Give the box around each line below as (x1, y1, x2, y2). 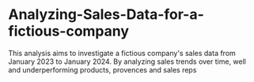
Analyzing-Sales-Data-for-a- (8, 6, 204, 24)
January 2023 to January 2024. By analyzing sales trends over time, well (8, 57, 247, 66)
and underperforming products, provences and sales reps (8, 65, 197, 74)
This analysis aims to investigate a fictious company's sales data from (8, 48, 236, 58)
